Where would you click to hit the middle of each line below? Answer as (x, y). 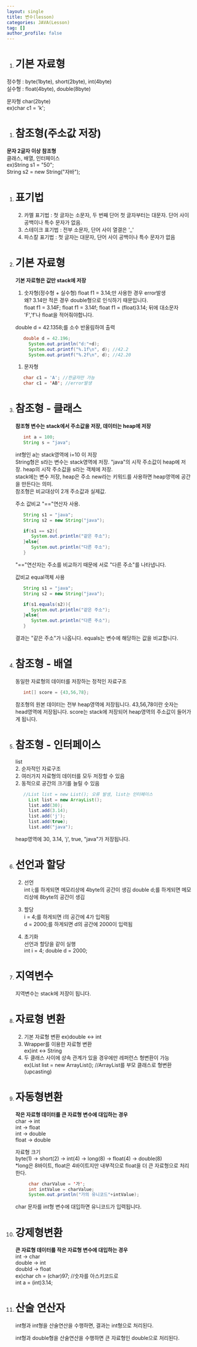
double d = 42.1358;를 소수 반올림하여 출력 (65, 327)
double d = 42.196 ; (47, 338)
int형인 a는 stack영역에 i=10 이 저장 (56, 454)
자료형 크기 (28, 1152)
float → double (33, 1140)
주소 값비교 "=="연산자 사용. (48, 504)
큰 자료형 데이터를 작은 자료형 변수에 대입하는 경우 (72, 1250)
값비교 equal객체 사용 (40, 577)
